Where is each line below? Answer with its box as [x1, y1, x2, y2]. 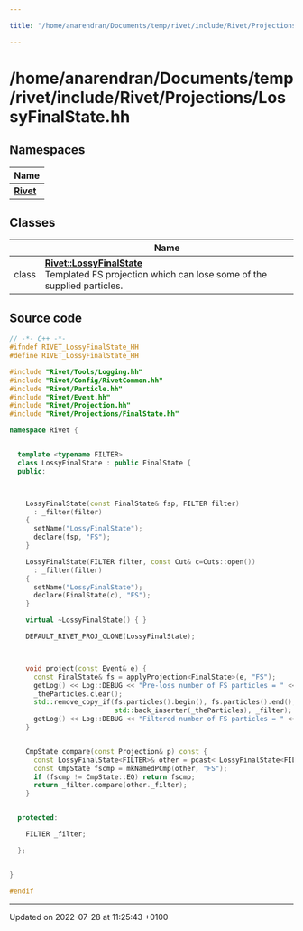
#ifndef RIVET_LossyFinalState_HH [9, 343, 140, 353]
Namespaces [9, 142, 86, 158]
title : [9, 21, 34, 30]
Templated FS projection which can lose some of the [44, 268, 268, 281]
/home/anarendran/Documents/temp [9, 68, 294, 89]
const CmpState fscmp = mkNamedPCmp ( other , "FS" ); [32, 764, 228, 773]
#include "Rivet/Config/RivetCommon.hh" [9, 376, 164, 385]
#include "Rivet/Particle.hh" [9, 384, 124, 393]
